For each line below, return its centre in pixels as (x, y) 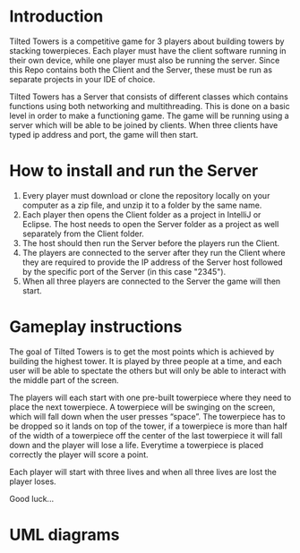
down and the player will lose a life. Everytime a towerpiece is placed (137, 445)
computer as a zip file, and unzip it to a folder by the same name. (142, 205)
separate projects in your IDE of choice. (82, 79)
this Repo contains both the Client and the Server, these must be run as (141, 70)
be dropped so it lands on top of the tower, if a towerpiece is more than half (149, 426)
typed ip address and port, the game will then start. (104, 134)
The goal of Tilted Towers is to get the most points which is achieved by (142, 352)
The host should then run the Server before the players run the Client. (151, 242)
